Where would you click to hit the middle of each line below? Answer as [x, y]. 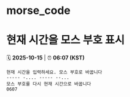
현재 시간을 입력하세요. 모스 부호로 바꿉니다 [54, 72]
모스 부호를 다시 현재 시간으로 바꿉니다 [49, 84]
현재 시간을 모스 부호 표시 [66, 40]
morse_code [38, 11]
